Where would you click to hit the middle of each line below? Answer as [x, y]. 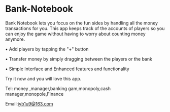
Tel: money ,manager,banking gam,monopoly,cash [58, 88]
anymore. [15, 39]
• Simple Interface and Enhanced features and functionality [67, 69]
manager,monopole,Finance [35, 94]
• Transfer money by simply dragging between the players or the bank [79, 59]
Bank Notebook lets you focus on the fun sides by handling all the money [82, 23]
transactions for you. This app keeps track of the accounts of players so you [85, 28]
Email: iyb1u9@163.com [29, 104]
